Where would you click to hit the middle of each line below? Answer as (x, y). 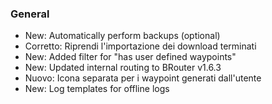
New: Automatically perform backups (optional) (122, 36)
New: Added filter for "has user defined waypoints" (130, 57)
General (30, 14)
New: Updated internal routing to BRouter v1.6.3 (123, 68)
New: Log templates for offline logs (97, 89)
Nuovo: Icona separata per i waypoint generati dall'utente (143, 78)
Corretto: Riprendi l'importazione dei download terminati (140, 46)
